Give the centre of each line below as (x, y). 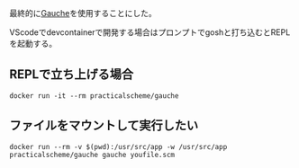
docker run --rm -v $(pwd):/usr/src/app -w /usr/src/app (118, 146)
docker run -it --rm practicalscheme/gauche (94, 96)
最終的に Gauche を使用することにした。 (83, 13)
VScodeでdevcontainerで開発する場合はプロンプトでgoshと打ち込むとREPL (150, 32)
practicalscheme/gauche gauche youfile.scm (92, 155)
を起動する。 (33, 44)
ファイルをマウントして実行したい (104, 125)
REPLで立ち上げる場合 (72, 75)
